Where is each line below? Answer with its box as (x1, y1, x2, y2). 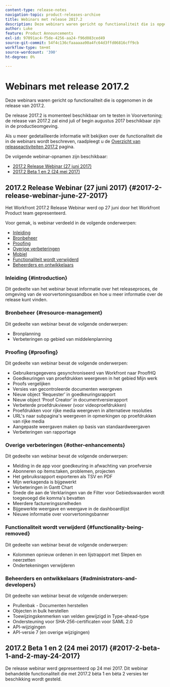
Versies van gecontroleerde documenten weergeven (12, 386, 122, 392)
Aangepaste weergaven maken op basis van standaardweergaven (12, 424, 150, 430)
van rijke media (12, 418, 45, 425)
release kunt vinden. (5, 297, 48, 303)
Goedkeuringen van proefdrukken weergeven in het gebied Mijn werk (12, 375, 158, 382)
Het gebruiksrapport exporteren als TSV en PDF (12, 474, 113, 480)
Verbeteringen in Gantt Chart (12, 484, 73, 490)
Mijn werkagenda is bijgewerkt (12, 479, 77, 485)
